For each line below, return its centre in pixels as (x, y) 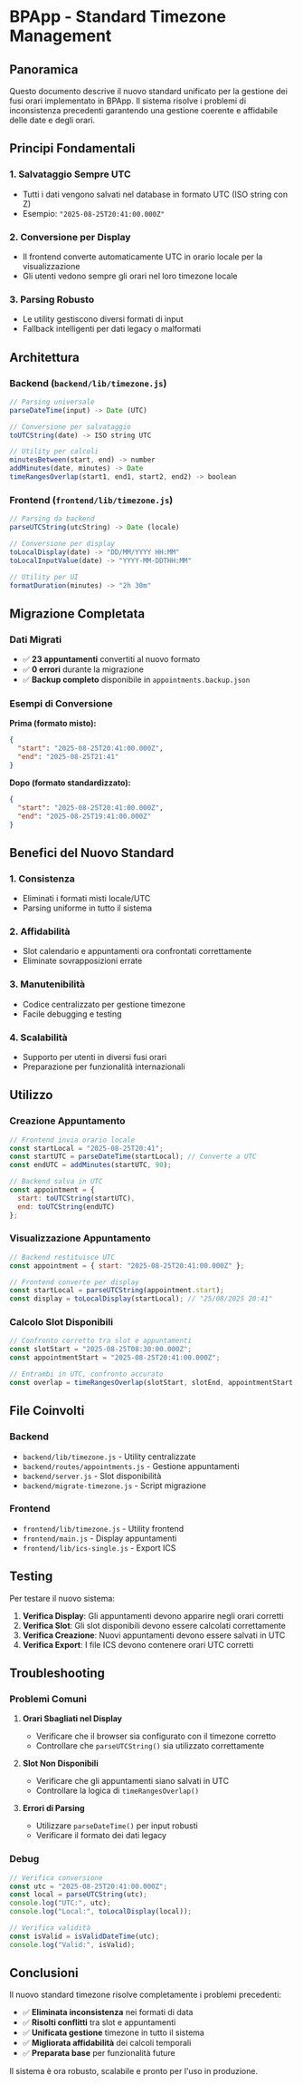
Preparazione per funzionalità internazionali (104, 1067)
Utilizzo (31, 1095)
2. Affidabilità (40, 931)
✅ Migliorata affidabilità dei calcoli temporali (107, 2043)
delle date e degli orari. (52, 120)
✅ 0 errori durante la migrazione (83, 669)
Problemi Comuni (48, 1699)
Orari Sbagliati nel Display (72, 1719)
